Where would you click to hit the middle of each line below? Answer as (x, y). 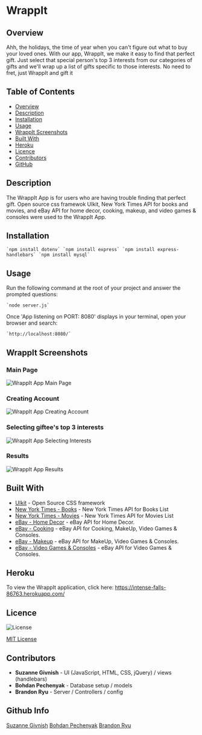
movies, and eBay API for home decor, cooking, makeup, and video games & (101, 210)
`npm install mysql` (64, 255)
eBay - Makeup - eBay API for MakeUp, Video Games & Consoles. (97, 541)
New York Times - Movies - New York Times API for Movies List (94, 515)
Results (17, 456)
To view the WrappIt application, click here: (60, 587)
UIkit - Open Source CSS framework (60, 503)
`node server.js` (28, 305)
